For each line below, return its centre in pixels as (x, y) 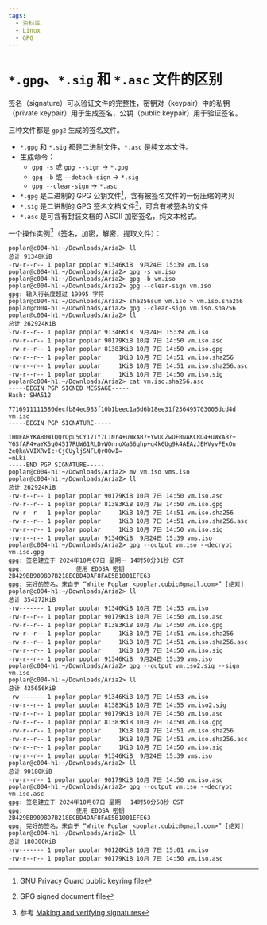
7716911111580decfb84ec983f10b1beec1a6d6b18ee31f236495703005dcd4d (122, 410)
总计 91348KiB (31, 257)
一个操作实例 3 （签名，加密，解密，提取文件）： (85, 232)
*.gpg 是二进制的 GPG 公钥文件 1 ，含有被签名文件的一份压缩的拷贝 (127, 195)
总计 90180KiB (31, 772)
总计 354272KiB (32, 600)
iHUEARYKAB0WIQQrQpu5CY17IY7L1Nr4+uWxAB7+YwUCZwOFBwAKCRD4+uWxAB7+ (122, 437)
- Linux (28, 30)
